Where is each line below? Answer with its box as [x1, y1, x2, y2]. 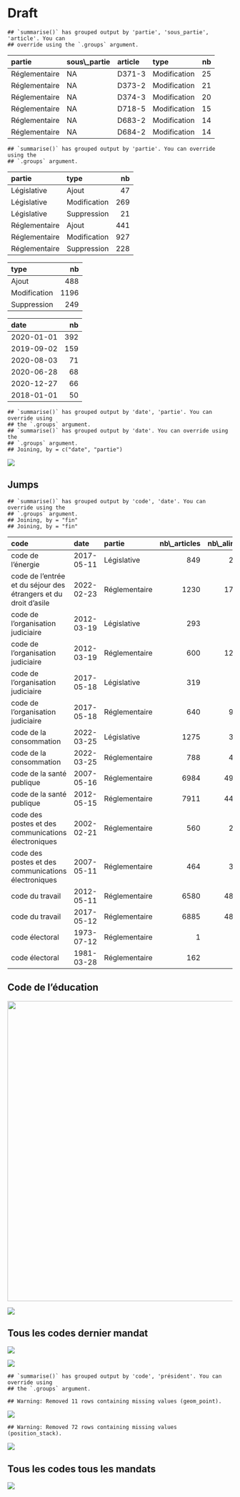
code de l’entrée [11, 570, 66, 580]
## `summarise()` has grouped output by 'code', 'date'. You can [7, 498, 206, 505]
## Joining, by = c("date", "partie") [7, 445, 123, 453]
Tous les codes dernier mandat [7, 1327, 149, 1339]
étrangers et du [11, 588, 63, 598]
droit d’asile [11, 598, 50, 608]
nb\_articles [159, 538, 201, 548]
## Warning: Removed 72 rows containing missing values [7, 1424, 177, 1431]
